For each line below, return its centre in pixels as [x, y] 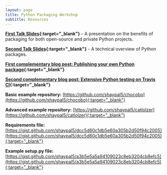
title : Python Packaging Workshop [42, 15]
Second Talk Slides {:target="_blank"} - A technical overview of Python [81, 49]
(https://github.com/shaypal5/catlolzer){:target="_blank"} [65, 115]
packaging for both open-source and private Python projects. [69, 39]
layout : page [19, 10]
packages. [16, 54]
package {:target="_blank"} [35, 69]
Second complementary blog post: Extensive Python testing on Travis [80, 80]
